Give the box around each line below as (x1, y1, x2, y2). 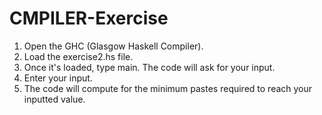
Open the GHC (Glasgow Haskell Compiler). (23, 40, 204, 52)
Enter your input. (23, 72, 93, 84)
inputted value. (23, 93, 86, 105)
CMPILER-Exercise (9, 7, 169, 30)
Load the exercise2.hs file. (23, 50, 134, 62)
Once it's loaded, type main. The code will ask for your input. (23, 61, 276, 73)
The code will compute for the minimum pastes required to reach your (23, 82, 313, 94)
